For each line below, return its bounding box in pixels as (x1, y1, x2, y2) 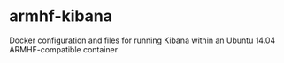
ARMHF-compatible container (9, 44, 118, 54)
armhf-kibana (9, 6, 113, 26)
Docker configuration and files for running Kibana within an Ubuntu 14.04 (9, 35, 276, 45)
